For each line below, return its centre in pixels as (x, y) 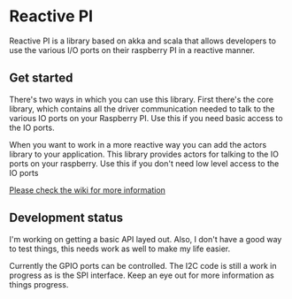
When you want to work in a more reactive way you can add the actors (138, 144)
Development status (66, 218)
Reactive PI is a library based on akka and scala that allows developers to (143, 41)
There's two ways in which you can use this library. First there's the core (142, 99)
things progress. (39, 284)
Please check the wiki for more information (88, 190)
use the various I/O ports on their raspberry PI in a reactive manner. (132, 50)
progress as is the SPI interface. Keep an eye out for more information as (142, 275)
